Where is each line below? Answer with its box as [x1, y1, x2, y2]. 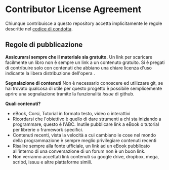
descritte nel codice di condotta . [5, 25, 73, 31]
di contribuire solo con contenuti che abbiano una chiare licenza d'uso [5, 64, 152, 71]
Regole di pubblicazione [5, 41, 83, 49]
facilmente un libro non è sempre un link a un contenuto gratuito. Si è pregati [5, 59, 165, 65]
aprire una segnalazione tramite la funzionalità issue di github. [5, 90, 135, 97]
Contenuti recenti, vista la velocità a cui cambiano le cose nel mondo [12, 132, 156, 138]
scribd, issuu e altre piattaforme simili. [12, 159, 93, 165]
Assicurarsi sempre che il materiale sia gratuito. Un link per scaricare [5, 54, 153, 60]
